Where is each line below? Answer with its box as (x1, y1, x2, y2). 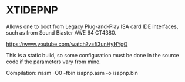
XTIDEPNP (6, 4, 58, 17)
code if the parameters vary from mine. (6, 58, 101, 65)
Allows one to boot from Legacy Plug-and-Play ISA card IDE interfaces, (6, 23, 179, 30)
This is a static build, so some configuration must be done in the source (6, 52, 179, 59)
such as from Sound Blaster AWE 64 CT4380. (6, 29, 116, 36)
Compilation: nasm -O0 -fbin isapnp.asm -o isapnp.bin (6, 69, 138, 76)
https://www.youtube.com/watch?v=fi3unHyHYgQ (6, 40, 128, 47)
